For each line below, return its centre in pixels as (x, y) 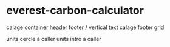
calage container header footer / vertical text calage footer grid (85, 27)
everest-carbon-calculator (75, 11)
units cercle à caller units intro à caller (54, 39)
